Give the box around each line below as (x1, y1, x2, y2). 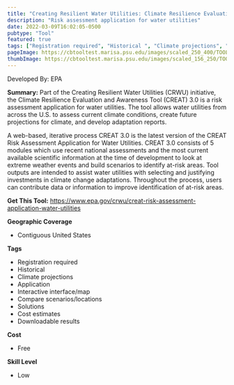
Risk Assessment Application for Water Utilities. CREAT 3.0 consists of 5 (7, 139, 214, 147)
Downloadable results (17, 317, 80, 325)
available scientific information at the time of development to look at (7, 153, 202, 162)
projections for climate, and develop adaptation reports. (7, 118, 167, 126)
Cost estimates (17, 309, 61, 317)
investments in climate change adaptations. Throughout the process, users (7, 175, 222, 184)
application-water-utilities (7, 203, 81, 212)
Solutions (17, 302, 45, 311)
